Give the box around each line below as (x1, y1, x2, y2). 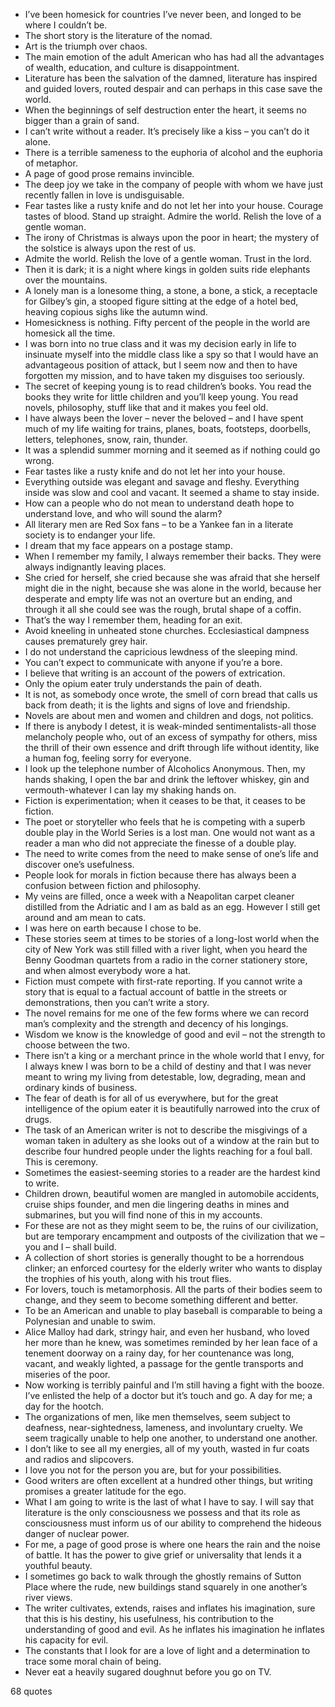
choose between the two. (24, 1039, 130, 1051)
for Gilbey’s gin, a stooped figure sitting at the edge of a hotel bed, (24, 295, 299, 307)
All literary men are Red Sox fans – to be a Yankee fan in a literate (24, 519, 294, 530)
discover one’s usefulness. (24, 859, 135, 870)
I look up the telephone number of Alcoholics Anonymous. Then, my (24, 763, 306, 774)
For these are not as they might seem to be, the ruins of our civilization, (24, 1220, 319, 1231)
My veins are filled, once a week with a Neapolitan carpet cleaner (24, 890, 295, 902)
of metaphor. (24, 157, 78, 169)
